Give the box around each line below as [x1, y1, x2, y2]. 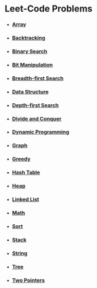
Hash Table [11, 169, 40, 176]
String [11, 249, 28, 256]
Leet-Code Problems [4, 3, 93, 15]
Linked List [11, 196, 39, 203]
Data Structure [11, 88, 48, 95]
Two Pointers [11, 276, 45, 283]
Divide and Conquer [11, 115, 62, 122]
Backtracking [11, 35, 45, 42]
